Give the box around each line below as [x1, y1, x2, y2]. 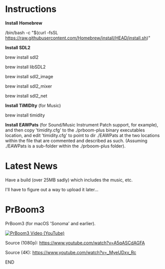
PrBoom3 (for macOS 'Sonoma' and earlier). [5, 220, 96, 226]
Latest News [5, 160, 58, 172]
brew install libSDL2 [5, 64, 46, 70]
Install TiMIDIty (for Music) [5, 102, 61, 108]
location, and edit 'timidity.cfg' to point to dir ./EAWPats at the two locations [5, 132, 160, 138]
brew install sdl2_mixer [5, 83, 52, 89]
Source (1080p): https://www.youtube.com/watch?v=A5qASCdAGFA [5, 240, 145, 246]
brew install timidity [5, 112, 45, 118]
